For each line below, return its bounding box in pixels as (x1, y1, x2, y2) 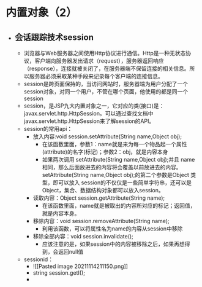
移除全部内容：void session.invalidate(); (32, 233, 134, 240)
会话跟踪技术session (14, 32, 94, 42)
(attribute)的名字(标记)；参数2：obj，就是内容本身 (42, 148, 168, 155)
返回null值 (58, 248, 84, 255)
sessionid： (23, 256, 53, 263)
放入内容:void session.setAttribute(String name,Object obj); (32, 133, 182, 140)
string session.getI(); (32, 269, 85, 277)
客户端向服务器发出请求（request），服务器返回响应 (34, 57, 164, 65)
